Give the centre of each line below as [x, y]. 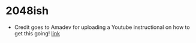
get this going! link [37, 33]
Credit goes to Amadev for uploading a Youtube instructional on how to [102, 27]
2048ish [27, 11]
